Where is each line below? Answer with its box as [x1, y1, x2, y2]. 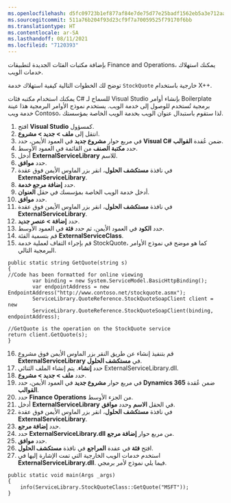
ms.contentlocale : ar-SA [8, 29, 79, 36]
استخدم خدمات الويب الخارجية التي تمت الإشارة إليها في [17, 452, 160, 459]
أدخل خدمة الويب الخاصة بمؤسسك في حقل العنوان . [17, 188, 150, 196]
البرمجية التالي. [17, 246, 57, 254]
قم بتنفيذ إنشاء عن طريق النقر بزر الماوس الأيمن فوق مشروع [17, 349, 174, 357]
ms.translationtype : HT [8, 23, 76, 29]
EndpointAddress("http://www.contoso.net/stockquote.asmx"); [8, 289, 186, 296]
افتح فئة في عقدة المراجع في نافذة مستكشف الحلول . [17, 444, 154, 452]
